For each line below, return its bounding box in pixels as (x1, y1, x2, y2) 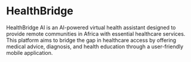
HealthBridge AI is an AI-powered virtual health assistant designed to (6, 24, 176, 31)
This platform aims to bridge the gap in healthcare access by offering (6, 36, 177, 44)
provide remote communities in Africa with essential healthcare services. (6, 30, 186, 37)
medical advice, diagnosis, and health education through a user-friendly (6, 43, 184, 50)
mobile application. (6, 49, 53, 56)
